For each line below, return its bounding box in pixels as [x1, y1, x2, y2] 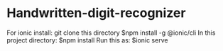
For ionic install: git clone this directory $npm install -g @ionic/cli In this [6, 28, 216, 37]
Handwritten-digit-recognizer [6, 5, 186, 21]
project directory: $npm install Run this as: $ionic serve [6, 35, 168, 44]
